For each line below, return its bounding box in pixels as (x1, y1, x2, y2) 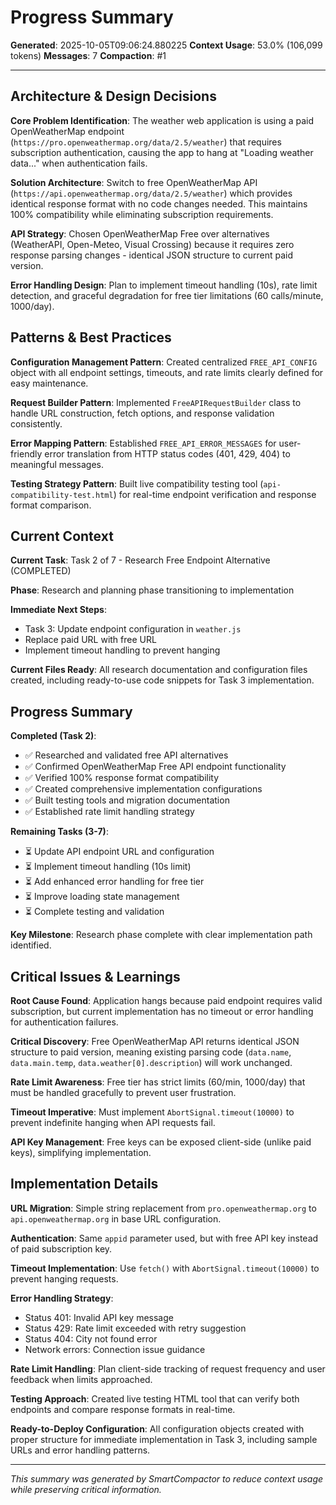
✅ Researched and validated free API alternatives (24, 749, 229, 761)
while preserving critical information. (10, 1483, 162, 1495)
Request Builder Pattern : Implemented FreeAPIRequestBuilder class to (10, 396, 302, 408)
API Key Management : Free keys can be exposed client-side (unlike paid (10, 1136, 312, 1148)
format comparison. (10, 499, 92, 511)
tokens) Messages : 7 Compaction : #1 (10, 49, 167, 61)
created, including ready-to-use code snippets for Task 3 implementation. (10, 674, 315, 686)
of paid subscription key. (10, 1242, 113, 1255)
